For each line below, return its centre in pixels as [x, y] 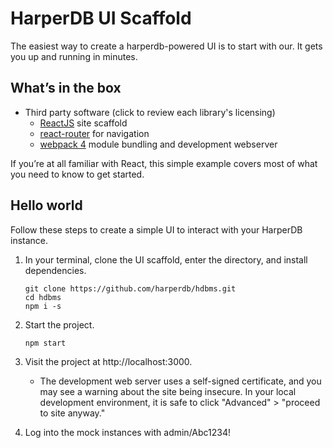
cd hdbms [43, 297]
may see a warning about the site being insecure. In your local [168, 391]
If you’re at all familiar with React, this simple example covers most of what [164, 163]
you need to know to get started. [77, 174]
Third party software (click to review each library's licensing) [150, 112]
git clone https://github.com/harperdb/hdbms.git [130, 288]
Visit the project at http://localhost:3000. [108, 361]
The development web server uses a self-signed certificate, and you [180, 381]
